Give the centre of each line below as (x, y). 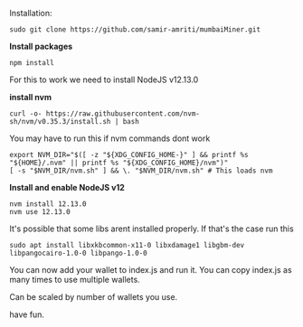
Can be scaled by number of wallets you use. (94, 297)
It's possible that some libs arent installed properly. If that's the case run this (151, 229)
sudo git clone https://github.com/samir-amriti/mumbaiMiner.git (135, 30)
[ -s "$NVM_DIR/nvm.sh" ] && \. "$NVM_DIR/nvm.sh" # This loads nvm (141, 171)
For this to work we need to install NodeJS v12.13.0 (104, 79)
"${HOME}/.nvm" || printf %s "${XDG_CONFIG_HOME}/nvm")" (119, 163)
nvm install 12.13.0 (48, 204)
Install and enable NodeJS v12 (67, 187)
